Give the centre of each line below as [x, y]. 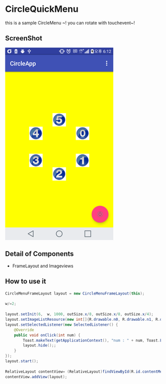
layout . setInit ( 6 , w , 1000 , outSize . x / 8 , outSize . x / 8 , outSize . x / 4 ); [79, 314]
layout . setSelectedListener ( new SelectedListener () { [62, 325]
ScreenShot [24, 38]
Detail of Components [40, 254]
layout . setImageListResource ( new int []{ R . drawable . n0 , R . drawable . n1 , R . [83, 320]
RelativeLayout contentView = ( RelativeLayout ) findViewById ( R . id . [74, 372]
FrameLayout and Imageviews [43, 266]
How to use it [26, 281]
